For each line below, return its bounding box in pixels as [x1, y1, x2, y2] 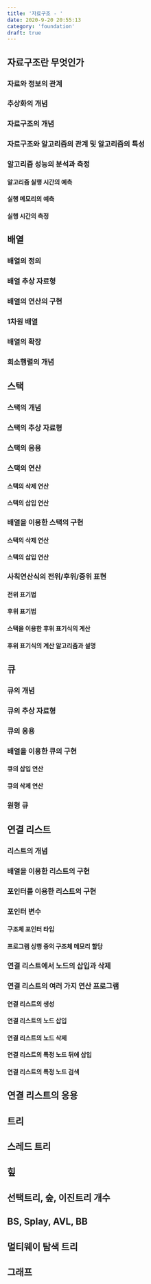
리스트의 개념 [7, 846, 48, 856]
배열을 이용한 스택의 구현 [7, 517, 84, 527]
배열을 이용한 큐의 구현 [7, 746, 78, 756]
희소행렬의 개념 [7, 357, 55, 367]
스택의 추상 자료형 [7, 423, 63, 433]
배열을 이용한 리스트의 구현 [7, 866, 91, 876]
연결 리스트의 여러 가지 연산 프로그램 [7, 981, 119, 991]
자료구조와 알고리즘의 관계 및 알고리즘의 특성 [7, 139, 146, 149]
